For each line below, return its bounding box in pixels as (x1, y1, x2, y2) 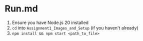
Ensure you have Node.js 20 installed (11, 19, 88, 25)
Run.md (4, 3, 38, 14)
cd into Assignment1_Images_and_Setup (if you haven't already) (11, 24, 138, 30)
